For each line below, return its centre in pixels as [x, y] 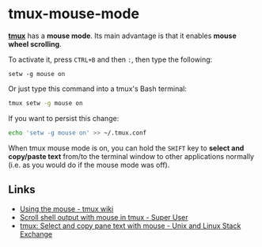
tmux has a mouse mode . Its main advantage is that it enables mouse [122, 36]
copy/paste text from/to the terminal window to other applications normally [131, 156]
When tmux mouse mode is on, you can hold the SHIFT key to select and [126, 148]
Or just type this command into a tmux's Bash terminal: [98, 89]
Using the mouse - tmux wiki [66, 209]
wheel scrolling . [35, 44]
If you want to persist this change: [64, 118]
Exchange [36, 234]
